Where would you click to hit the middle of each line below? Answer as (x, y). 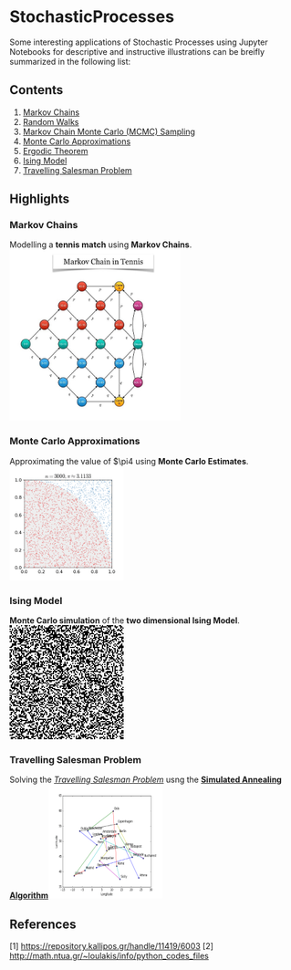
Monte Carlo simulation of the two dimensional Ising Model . (125, 621)
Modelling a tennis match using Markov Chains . (101, 245)
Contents (36, 90)
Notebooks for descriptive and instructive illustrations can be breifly (137, 51)
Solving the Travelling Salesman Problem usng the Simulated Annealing (146, 780)
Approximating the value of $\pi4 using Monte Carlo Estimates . (129, 461)
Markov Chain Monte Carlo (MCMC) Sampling (109, 131)
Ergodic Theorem (55, 151)
